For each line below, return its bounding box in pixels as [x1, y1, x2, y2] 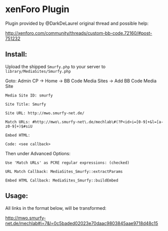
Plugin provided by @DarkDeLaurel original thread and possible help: [5, 20, 149, 26]
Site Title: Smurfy [5, 102, 46, 107]
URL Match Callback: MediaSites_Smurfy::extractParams [5, 169, 123, 174]
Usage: [5, 192, 29, 200]
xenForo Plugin [5, 4, 70, 15]
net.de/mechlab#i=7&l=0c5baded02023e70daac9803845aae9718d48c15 [5, 220, 158, 226]
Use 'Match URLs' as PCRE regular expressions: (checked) [5, 160, 130, 165]
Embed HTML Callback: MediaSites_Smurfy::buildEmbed [5, 178, 119, 183]
